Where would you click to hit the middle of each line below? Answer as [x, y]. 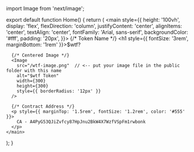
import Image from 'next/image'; [45, 8]
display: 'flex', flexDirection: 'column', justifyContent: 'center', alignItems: [94, 26]
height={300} [33, 86]
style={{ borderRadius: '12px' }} [59, 91]
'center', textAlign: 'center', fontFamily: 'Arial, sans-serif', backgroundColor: [97, 32]
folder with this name [34, 71]
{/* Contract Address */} [43, 106]
